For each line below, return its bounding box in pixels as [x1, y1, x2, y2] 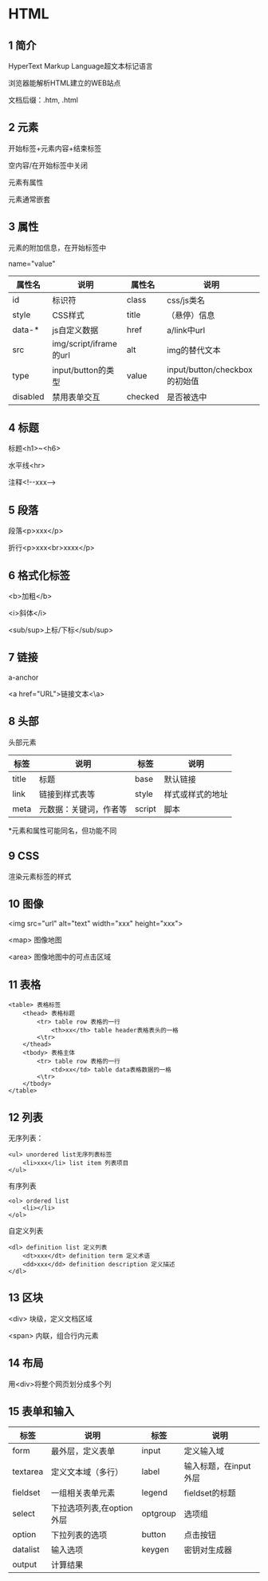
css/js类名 [167, 295, 206, 306]
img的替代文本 [167, 344, 221, 355]
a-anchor [8, 672, 39, 682]
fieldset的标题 [183, 1488, 237, 1499]
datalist [12, 1544, 40, 1555]
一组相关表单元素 [50, 1488, 116, 1499]
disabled [12, 390, 45, 402]
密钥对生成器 [183, 1544, 233, 1555]
